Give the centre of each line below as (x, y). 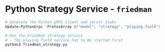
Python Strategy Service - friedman (79, 9)
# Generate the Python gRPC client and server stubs (61, 22)
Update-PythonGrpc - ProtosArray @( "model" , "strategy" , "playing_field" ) (83, 26)
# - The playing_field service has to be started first (64, 40)
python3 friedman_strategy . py (36, 45)
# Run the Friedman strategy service (44, 35)
